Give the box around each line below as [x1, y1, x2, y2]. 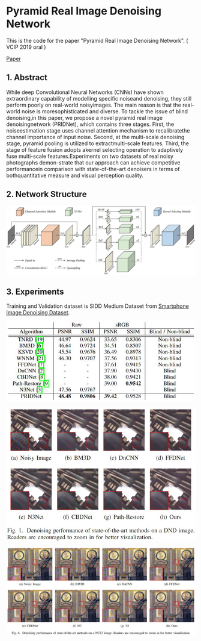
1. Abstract [6, 72, 48, 83]
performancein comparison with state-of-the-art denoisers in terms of [6, 165, 180, 172]
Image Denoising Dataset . [6, 309, 70, 316]
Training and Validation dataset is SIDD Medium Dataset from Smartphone [6, 302, 189, 310]
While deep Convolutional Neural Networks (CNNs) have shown [6, 89, 164, 96]
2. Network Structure [6, 189, 87, 199]
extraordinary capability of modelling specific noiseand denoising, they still [6, 95, 192, 102]
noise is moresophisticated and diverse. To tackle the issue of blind [21, 107, 188, 115]
